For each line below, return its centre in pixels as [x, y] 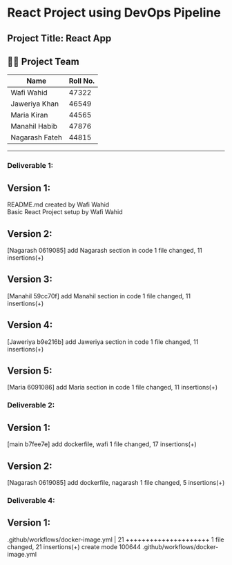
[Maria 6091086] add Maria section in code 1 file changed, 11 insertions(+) [113, 387]
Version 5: [30, 371]
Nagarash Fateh [36, 137]
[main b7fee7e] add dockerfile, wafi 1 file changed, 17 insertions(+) [102, 444]
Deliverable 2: [31, 405]
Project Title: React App [59, 38]
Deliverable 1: [30, 166]
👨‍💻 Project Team [43, 61]
